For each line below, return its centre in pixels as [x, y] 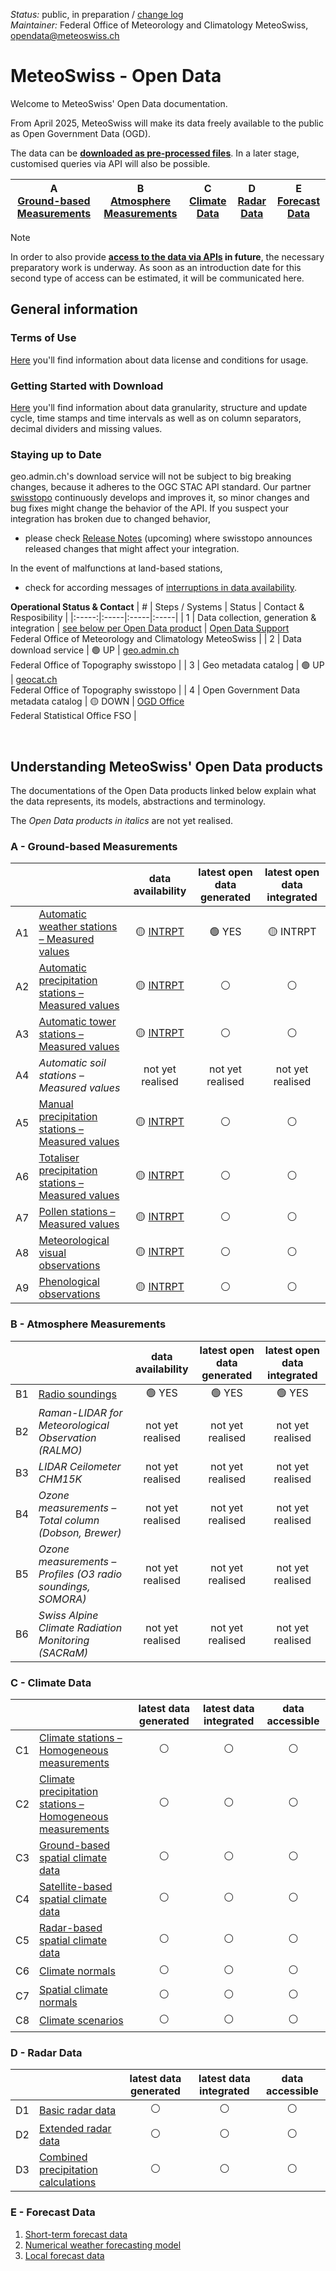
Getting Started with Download [87, 386]
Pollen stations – [77, 1212]
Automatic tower [77, 1022]
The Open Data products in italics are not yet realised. [122, 821]
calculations [67, 2182]
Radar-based [71, 1927]
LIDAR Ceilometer [80, 1466]
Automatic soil [72, 1063]
